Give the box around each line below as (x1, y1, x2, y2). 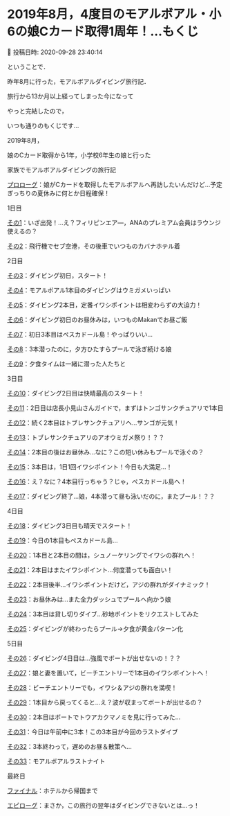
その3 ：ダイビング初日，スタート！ (7, 271, 108, 279)
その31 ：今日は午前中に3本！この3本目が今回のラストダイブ (7, 727, 178, 736)
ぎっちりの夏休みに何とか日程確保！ (7, 188, 111, 197)
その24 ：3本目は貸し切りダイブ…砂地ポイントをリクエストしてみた (7, 610, 199, 618)
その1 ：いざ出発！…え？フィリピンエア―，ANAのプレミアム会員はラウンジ (7, 218, 221, 227)
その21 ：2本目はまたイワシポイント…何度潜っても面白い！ (7, 565, 173, 574)
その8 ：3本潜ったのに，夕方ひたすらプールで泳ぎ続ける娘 (7, 344, 172, 353)
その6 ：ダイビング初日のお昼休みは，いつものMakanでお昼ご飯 (7, 315, 188, 323)
